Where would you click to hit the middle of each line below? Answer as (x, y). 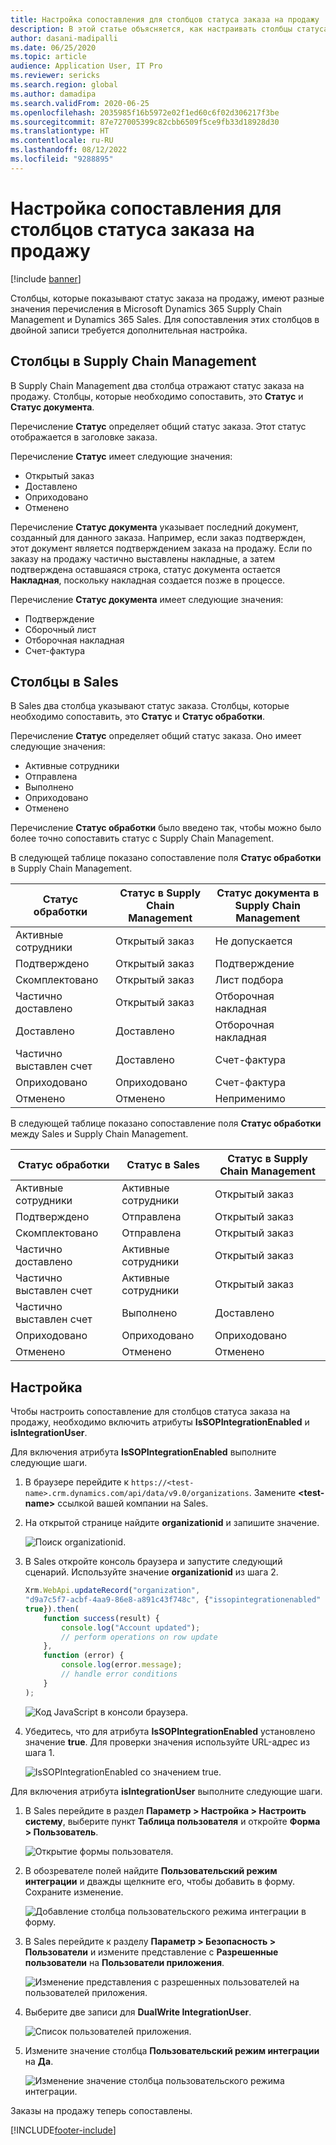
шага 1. (39, 1752)
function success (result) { (101, 1618)
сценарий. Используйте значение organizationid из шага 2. (151, 1572)
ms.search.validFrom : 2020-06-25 (80, 103)
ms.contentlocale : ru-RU (62, 141)
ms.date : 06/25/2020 (53, 47)
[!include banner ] (46, 278)
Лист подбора (249, 980)
